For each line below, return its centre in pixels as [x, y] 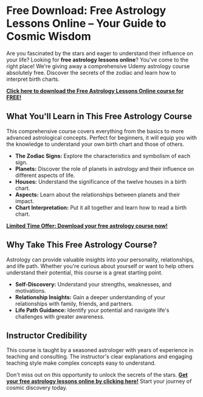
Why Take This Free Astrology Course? [82, 245]
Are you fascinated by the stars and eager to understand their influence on [100, 53]
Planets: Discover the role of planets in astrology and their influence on [105, 168]
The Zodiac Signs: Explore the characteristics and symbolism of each [102, 156]
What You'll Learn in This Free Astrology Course [99, 116]
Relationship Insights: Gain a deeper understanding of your [90, 297]
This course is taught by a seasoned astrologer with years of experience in [100, 350]
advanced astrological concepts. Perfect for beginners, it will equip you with [102, 137]
